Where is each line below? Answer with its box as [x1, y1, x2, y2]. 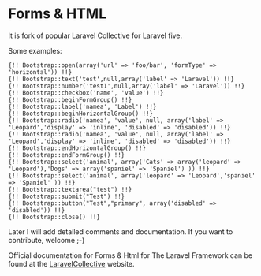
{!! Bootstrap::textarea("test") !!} [8, 185, 132, 193]
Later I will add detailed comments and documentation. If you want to [8, 226, 233, 237]
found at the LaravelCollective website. [8, 259, 136, 268]
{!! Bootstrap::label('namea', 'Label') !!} [8, 103, 157, 110]
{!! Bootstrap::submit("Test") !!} [8, 192, 125, 200]
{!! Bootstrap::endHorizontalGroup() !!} [8, 144, 147, 152]
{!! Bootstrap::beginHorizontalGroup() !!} [8, 110, 154, 117]
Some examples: [8, 46, 62, 55]
